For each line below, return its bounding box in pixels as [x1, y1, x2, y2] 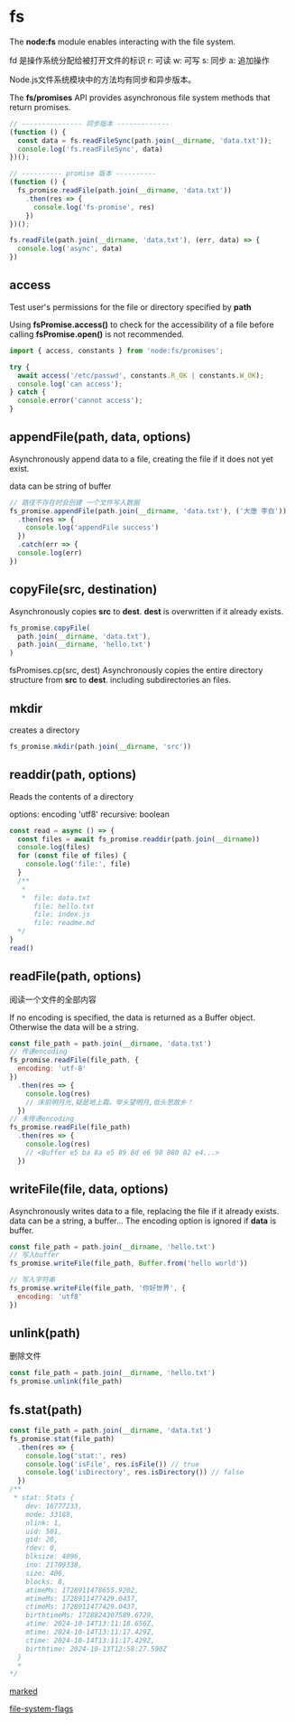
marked [9, 1686, 38, 1697]
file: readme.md [32, 919, 95, 928]
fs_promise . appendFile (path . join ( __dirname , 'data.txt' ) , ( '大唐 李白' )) [9, 506, 287, 516]
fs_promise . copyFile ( [9, 623, 91, 632]
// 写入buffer [9, 1250, 60, 1259]
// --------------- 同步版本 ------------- [9, 119, 170, 128]
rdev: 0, [25, 1543, 59, 1553]
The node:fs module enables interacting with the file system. [9, 36, 236, 47]
